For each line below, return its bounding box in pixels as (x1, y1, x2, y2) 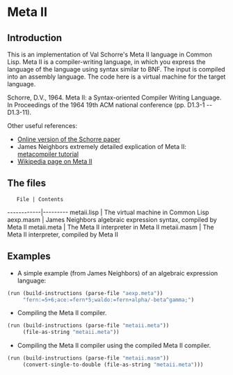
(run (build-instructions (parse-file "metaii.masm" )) (7, 355, 170, 362)
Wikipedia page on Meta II (17, 157, 93, 166)
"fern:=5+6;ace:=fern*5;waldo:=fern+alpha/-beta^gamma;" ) (22, 296, 195, 303)
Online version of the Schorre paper (17, 135, 120, 143)
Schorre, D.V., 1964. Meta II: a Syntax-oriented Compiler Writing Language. (7, 93, 222, 102)
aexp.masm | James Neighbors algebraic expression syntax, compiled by (7, 215, 217, 223)
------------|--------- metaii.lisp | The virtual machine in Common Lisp (7, 208, 209, 216)
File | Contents (16, 196, 64, 202)
